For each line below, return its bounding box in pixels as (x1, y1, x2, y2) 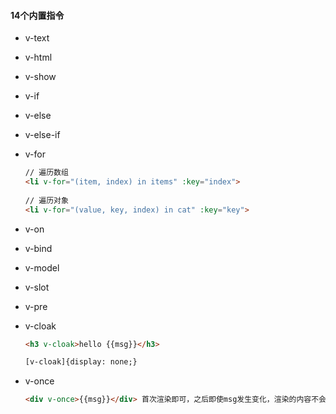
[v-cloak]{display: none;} (24, 357, 138, 367)
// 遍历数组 (24, 168, 69, 178)
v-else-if (24, 129, 61, 141)
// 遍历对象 (24, 195, 69, 205)
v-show (24, 71, 57, 83)
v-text (24, 32, 50, 44)
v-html (24, 51, 53, 64)
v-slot (24, 281, 50, 293)
